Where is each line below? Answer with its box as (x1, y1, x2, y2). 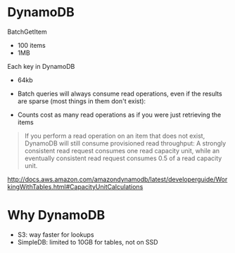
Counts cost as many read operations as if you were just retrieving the (17, 110, 222, 119)
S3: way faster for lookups (17, 230, 94, 239)
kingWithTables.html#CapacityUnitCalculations (7, 182, 144, 190)
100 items (17, 41, 46, 49)
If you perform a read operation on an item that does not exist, (24, 131, 205, 140)
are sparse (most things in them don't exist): (17, 96, 146, 105)
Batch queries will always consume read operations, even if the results (17, 89, 223, 98)
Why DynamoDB (7, 207, 106, 223)
